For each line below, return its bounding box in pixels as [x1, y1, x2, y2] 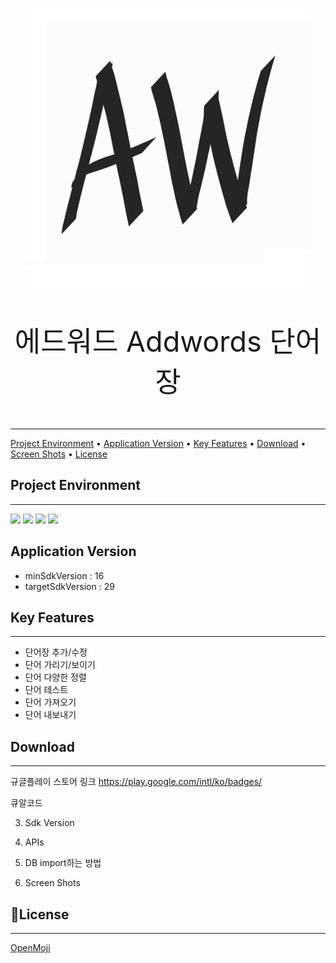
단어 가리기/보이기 [24, 659, 96, 671]
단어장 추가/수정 [24, 646, 88, 658]
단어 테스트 [24, 684, 69, 696]
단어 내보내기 [24, 709, 77, 721]
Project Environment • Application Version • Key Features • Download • [10, 438, 307, 449]
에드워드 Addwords [14, 324, 262, 359]
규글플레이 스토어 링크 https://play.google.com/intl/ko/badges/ [10, 776, 263, 788]
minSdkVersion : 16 [24, 569, 105, 582]
